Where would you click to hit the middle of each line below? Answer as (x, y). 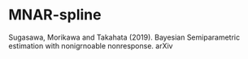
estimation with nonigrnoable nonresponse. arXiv (91, 45)
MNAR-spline (55, 15)
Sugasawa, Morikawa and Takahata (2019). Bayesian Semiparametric (124, 37)
